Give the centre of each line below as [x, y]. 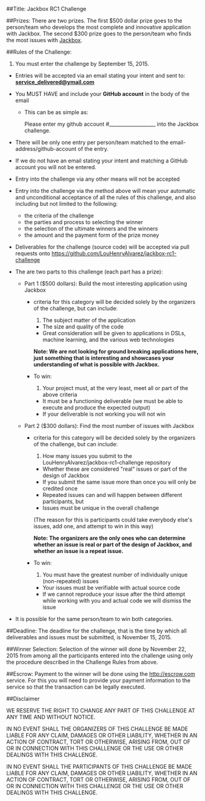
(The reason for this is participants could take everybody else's [113, 520]
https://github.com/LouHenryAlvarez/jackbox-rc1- [114, 253]
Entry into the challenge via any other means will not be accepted [97, 179]
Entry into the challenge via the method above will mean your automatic [105, 191]
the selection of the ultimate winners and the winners [91, 229]
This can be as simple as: [56, 112]
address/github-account [46, 149]
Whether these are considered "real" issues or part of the [115, 469]
